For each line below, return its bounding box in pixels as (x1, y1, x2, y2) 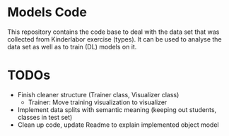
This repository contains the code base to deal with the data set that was (7, 27, 220, 36)
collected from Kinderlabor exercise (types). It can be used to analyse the (7, 35, 222, 43)
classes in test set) (17, 113, 73, 121)
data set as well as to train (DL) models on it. (7, 42, 137, 51)
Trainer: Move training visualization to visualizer (28, 98, 168, 106)
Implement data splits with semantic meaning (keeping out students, (17, 105, 217, 113)
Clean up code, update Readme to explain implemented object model (17, 120, 219, 129)
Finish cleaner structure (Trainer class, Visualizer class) (17, 90, 180, 99)
